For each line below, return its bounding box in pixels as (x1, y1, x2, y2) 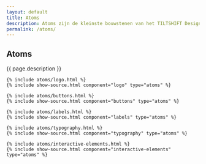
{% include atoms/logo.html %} (6, 77, 86, 83)
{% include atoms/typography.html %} (6, 125, 103, 132)
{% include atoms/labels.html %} (6, 109, 92, 115)
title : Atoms (6, 15, 40, 21)
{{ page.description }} (6, 65, 62, 72)
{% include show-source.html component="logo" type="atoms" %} (6, 82, 172, 89)
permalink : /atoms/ (6, 26, 56, 32)
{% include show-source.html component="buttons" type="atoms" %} (6, 99, 180, 105)
